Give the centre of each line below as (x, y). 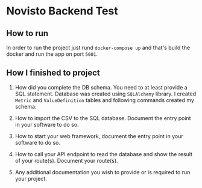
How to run (27, 33)
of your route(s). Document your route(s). (67, 160)
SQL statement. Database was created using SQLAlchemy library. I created (106, 94)
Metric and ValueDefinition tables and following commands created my (105, 100)
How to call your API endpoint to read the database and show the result (104, 154)
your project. (31, 178)
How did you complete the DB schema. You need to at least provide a (101, 87)
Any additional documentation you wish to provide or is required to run (103, 172)
